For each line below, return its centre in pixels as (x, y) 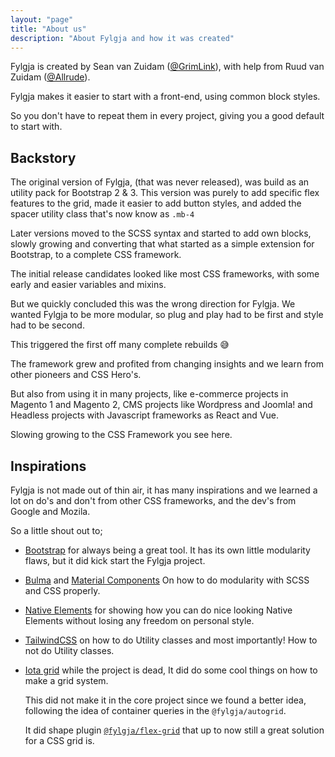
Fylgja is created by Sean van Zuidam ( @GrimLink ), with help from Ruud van (167, 67)
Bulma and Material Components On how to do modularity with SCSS (167, 580)
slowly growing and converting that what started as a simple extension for (162, 244)
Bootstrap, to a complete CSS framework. (96, 255)
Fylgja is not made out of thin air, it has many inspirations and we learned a (164, 490)
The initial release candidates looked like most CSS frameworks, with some (165, 274)
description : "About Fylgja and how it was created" (122, 38)
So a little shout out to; (56, 530)
